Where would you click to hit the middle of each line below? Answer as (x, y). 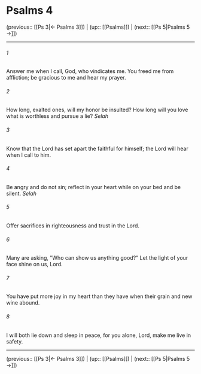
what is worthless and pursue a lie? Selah (57, 116)
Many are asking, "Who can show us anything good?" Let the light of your (97, 258)
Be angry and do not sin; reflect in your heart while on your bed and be (94, 187)
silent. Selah (22, 193)
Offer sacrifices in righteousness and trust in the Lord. (73, 226)
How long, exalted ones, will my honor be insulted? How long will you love (97, 110)
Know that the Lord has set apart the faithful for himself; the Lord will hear (97, 148)
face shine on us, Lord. (34, 264)
